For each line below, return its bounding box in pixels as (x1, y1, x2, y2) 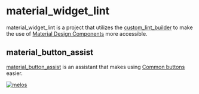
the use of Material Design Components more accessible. (6, 30, 148, 37)
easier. (6, 70, 23, 77)
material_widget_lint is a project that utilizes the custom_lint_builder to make (6, 24, 193, 31)
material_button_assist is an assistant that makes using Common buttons (6, 63, 185, 70)
